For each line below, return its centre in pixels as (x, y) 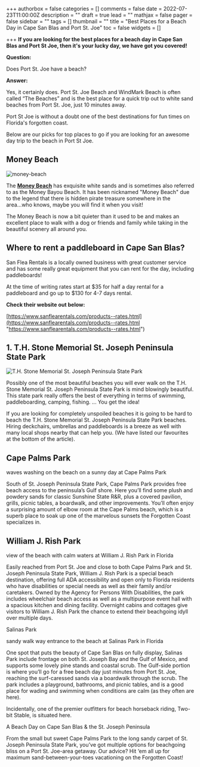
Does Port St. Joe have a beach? (46, 69)
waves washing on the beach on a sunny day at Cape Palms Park (87, 472)
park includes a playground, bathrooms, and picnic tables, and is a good (95, 684)
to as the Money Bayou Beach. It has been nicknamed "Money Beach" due (98, 192)
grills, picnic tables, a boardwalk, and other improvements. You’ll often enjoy (100, 503)
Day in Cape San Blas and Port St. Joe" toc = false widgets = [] (84, 28)
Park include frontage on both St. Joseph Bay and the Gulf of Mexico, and (97, 659)
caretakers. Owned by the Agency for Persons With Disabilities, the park (95, 593)
